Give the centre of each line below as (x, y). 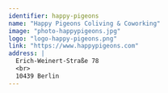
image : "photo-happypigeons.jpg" (65, 31)
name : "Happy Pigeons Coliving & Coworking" (84, 23)
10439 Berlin (38, 76)
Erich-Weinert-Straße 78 (57, 61)
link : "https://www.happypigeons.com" (73, 46)
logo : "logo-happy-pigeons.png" (63, 38)
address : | (27, 53)
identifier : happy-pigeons (54, 16)
